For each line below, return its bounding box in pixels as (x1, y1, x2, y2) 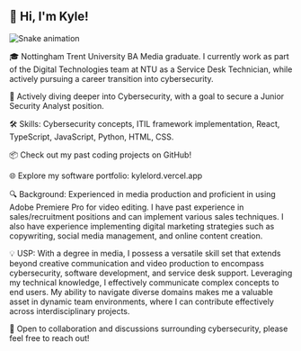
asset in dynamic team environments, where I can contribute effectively (9, 296, 274, 307)
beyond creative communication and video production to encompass (9, 257, 265, 268)
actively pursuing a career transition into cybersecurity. (9, 73, 214, 84)
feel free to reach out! (9, 332, 90, 343)
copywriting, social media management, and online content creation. (9, 230, 263, 241)
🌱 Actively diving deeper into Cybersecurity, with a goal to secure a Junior (9, 91, 285, 102)
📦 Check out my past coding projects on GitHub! (9, 149, 191, 160)
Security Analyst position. (9, 100, 105, 111)
